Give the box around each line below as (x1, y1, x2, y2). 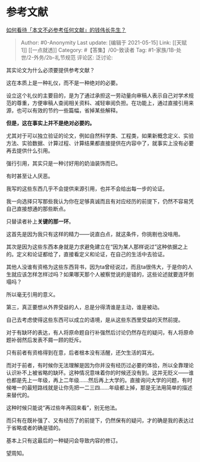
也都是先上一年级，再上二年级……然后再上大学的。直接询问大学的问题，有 (6, 376, 187, 383)
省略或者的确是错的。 (11, 424, 64, 431)
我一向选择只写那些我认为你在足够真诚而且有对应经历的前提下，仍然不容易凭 (6, 197, 194, 204)
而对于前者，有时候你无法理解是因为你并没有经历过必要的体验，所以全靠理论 (6, 361, 194, 368)
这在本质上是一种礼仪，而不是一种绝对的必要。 (6, 79, 121, 86)
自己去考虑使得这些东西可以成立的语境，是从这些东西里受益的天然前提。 (6, 316, 183, 323)
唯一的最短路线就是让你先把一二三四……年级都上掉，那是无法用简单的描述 (11, 384, 193, 391)
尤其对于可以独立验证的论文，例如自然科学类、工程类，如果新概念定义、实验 (6, 132, 194, 139)
